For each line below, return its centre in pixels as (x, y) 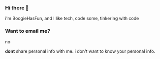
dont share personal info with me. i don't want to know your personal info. (80, 51)
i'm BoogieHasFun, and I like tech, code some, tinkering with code (72, 19)
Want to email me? (28, 31)
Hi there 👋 (17, 8)
